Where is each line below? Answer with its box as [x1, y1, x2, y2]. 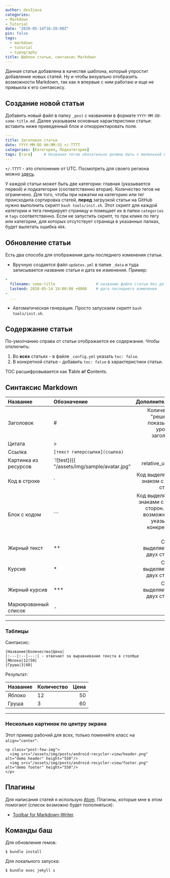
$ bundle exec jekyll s [5, 868, 56, 873]
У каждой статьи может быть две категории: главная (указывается [5, 181, 151, 187]
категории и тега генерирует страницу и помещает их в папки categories [5, 208, 164, 214]
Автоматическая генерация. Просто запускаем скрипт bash [12, 304, 142, 311]
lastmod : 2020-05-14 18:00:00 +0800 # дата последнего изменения [10, 286, 157, 291]
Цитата [8, 441, 25, 448]
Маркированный [8, 601, 49, 608]
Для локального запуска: [5, 858, 60, 864]
